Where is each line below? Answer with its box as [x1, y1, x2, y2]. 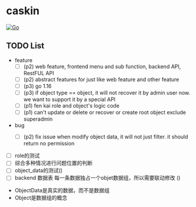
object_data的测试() [14, 167, 63, 174]
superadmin [23, 115, 53, 122]
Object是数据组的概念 [14, 194, 68, 202]
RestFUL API [23, 69, 54, 76]
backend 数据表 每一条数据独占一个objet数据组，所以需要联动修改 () [14, 174, 181, 182]
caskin [6, 4, 40, 18]
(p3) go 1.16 [23, 82, 52, 89]
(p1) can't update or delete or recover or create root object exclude [23, 109, 186, 116]
